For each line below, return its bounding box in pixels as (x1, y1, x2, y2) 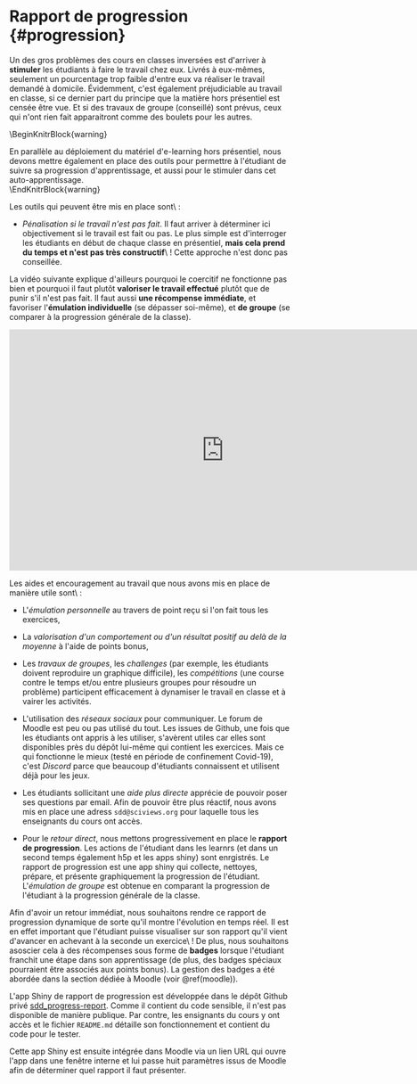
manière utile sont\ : (9, 587, 83, 598)
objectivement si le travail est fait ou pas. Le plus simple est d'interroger (21, 227, 287, 238)
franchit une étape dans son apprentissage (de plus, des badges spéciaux (9, 954, 282, 965)
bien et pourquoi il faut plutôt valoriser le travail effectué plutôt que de (9, 283, 270, 293)
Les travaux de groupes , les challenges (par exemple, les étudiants (21, 658, 269, 669)
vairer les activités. (21, 695, 92, 706)
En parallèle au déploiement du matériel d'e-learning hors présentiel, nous (9, 145, 282, 157)
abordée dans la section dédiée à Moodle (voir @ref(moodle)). (9, 973, 239, 984)
